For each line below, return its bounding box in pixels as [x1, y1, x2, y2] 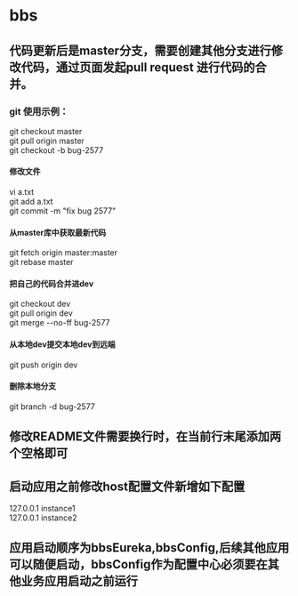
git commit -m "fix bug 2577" [9, 205, 117, 216]
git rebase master [9, 257, 74, 268]
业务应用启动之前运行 [20, 574, 138, 589]
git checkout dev [9, 299, 71, 310]
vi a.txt [9, 187, 35, 197]
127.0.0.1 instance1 [9, 503, 76, 514]
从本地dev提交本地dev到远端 [9, 339, 116, 350]
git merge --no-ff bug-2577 [9, 318, 110, 328]
